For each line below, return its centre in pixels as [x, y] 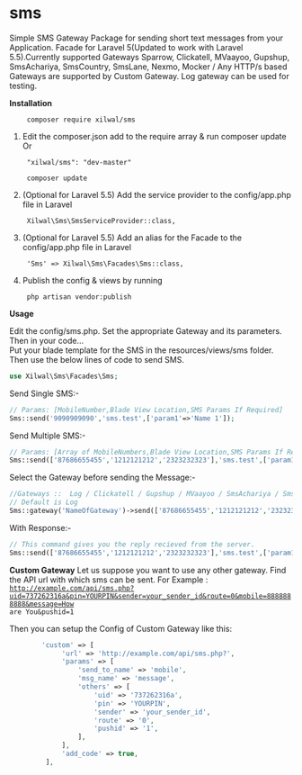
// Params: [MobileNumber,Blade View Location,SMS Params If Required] [146, 410]
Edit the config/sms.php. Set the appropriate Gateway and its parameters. [146, 330]
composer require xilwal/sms [81, 120]
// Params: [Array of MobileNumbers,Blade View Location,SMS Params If [146, 452]
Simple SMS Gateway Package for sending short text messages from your [147, 38]
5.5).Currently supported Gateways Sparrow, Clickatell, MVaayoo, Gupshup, [150, 57]
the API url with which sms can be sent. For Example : [109, 580]
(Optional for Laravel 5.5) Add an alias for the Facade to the [132, 238]
